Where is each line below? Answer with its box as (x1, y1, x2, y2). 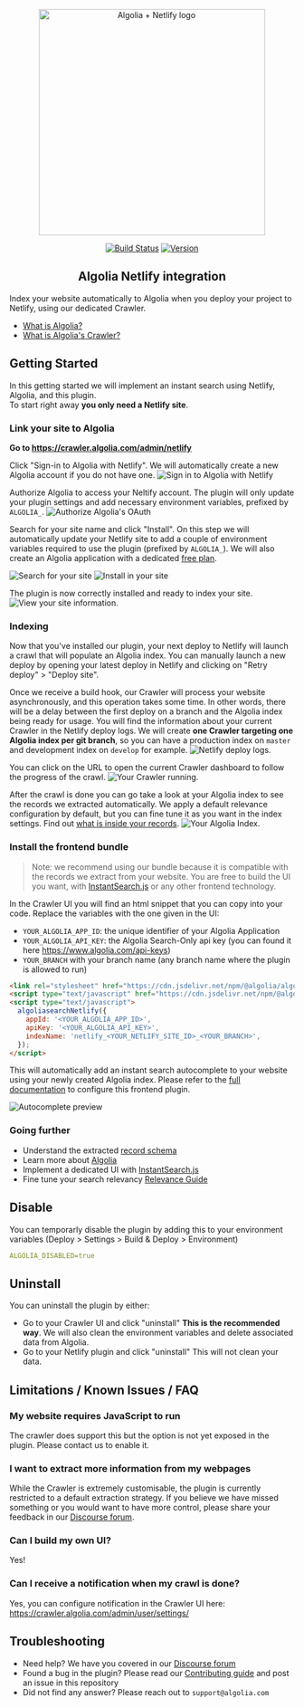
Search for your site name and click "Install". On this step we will (9, 523, 250, 534)
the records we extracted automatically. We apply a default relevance (9, 799, 269, 810)
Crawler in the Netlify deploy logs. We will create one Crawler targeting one (9, 725, 294, 737)
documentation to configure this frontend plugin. (9, 1084, 191, 1095)
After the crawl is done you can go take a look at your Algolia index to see (9, 789, 284, 800)
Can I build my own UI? (9, 1534, 111, 1547)
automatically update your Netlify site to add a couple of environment (9, 533, 268, 544)
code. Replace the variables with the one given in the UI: (9, 908, 220, 919)
